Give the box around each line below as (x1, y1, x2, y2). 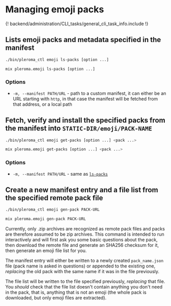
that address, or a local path (12, 101, 72, 107)
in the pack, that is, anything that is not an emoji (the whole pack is (5, 289, 147, 296)
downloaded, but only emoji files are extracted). (5, 295, 107, 301)
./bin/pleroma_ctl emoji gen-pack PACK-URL (5, 207, 100, 213)
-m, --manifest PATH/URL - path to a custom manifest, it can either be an (12, 90, 166, 96)
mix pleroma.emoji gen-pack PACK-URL (5, 217, 86, 222)
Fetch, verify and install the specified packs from (5, 116, 166, 125)
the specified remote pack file (5, 194, 103, 202)
